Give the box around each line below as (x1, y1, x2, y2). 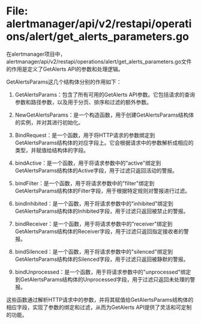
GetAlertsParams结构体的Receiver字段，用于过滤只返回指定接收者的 (14, 227, 184, 235)
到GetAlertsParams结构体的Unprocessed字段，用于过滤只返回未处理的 (14, 275, 190, 283)
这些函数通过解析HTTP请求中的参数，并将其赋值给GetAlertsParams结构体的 (6, 296, 194, 303)
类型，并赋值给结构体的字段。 (14, 146, 89, 154)
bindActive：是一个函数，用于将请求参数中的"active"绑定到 (14, 159, 161, 167)
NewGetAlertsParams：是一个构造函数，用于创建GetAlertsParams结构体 (14, 111, 194, 118)
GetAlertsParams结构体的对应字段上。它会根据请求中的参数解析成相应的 (14, 139, 194, 146)
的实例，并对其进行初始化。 (14, 118, 84, 126)
